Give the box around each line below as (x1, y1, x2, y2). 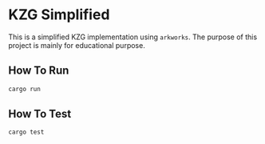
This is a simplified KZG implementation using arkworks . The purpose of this (8, 32, 258, 42)
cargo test (8, 128, 45, 137)
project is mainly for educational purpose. (8, 40, 145, 50)
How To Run (8, 64, 69, 78)
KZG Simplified (8, 6, 110, 24)
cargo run (8, 85, 42, 93)
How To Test (8, 107, 72, 121)
